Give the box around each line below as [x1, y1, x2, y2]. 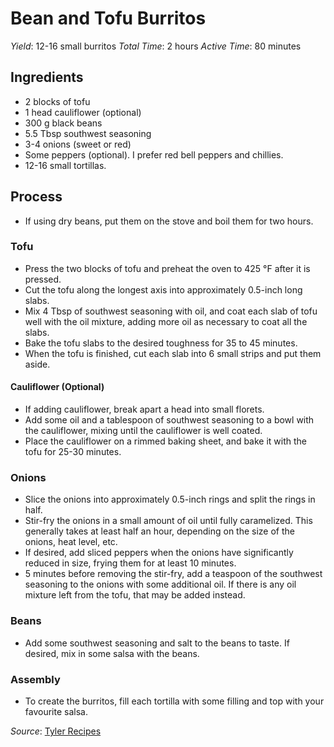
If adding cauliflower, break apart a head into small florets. [24, 403, 265, 416]
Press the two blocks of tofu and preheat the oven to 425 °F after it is [24, 262, 311, 274]
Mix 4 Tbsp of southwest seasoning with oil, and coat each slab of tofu [24, 305, 318, 317]
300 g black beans [24, 117, 103, 129]
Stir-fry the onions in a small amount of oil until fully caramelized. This [24, 515, 313, 527]
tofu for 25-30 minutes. [24, 446, 122, 458]
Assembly [10, 672, 61, 686]
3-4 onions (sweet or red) [24, 138, 132, 150]
